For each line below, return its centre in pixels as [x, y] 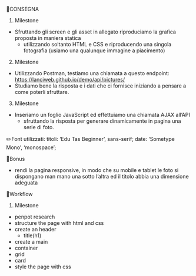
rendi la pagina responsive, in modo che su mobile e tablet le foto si [97, 170]
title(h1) [32, 235]
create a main [31, 242]
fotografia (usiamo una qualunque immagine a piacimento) [94, 51]
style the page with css [43, 267]
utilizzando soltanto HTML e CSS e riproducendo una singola [97, 44]
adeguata [26, 183]
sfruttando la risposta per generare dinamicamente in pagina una [102, 121]
